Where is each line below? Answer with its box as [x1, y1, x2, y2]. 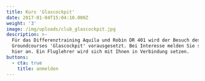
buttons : [6, 54, 29, 60]
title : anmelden [17, 65, 59, 72]
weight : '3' [6, 20, 37, 26]
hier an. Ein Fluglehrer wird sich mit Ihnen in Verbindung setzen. [12, 49, 190, 55]
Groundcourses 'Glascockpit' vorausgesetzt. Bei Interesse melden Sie [12, 43, 195, 49]
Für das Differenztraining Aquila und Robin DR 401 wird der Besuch [12, 37, 190, 43]
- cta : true [12, 60, 43, 66]
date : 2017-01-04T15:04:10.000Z [6, 15, 88, 21]
